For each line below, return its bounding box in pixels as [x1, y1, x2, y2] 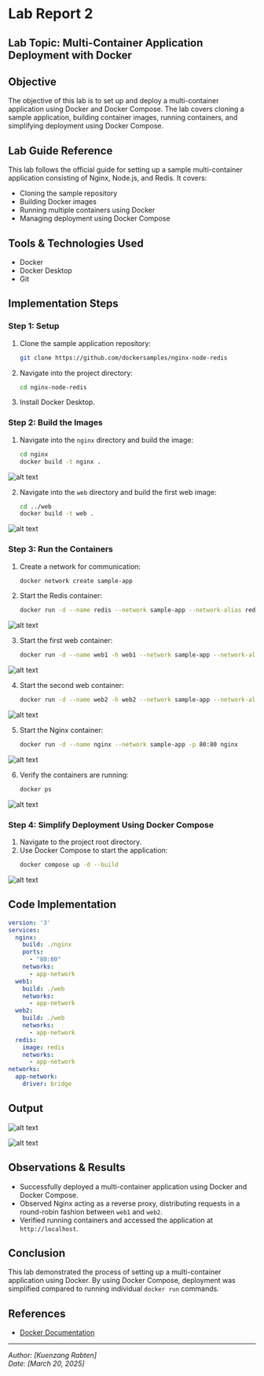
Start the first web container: [19, 636, 113, 645]
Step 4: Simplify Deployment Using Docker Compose [8, 819, 214, 830]
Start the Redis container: [19, 591, 102, 601]
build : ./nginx [22, 941, 72, 949]
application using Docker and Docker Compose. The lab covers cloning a [8, 104, 245, 114]
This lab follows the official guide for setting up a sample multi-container [8, 165, 243, 174]
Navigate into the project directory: [19, 368, 134, 377]
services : [8, 926, 41, 934]
